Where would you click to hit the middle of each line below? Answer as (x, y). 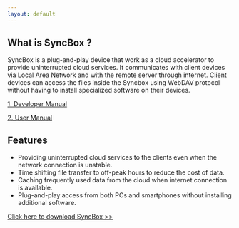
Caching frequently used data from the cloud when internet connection (122, 180)
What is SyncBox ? (50, 43)
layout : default (31, 14)
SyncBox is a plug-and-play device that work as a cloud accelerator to (111, 60)
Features (27, 140)
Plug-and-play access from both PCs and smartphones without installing (124, 195)
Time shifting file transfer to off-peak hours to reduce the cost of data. (121, 172)
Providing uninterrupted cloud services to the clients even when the (117, 157)
